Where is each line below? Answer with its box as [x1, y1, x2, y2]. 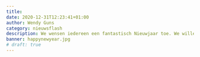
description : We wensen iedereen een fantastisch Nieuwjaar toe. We [6, 31, 180, 37]
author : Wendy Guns [6, 20, 55, 26]
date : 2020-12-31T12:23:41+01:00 [6, 14, 89, 20]
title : [6, 8, 23, 15]
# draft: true [6, 42, 42, 48]
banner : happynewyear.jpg [6, 36, 70, 42]
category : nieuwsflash [6, 25, 62, 31]
